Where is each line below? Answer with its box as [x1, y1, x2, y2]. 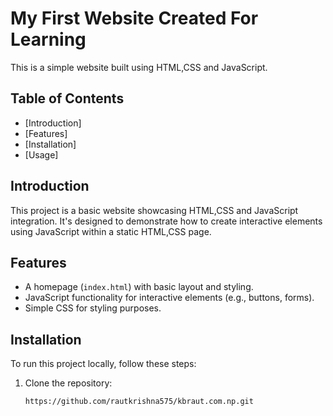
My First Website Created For [10, 7, 259, 30]
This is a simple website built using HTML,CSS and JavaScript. [10, 61, 268, 73]
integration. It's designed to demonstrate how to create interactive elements [10, 215, 323, 227]
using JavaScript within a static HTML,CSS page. [10, 225, 212, 237]
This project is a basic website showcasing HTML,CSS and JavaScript [10, 204, 299, 216]
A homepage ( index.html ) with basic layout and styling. [24, 281, 254, 293]
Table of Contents [10, 90, 125, 107]
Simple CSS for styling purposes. [24, 302, 162, 314]
